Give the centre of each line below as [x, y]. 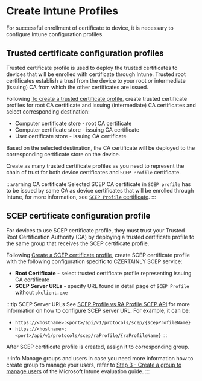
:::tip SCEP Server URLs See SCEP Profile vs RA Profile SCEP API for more [98, 304]
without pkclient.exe [41, 292]
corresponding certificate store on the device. [63, 154]
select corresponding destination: [48, 111]
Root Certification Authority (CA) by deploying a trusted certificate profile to [100, 237]
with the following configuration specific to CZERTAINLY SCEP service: [94, 261]
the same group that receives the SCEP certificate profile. [78, 243]
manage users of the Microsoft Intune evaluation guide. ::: [78, 371]
